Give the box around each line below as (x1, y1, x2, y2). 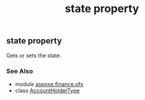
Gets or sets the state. (6, 52, 62, 59)
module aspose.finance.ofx (15, 80, 84, 87)
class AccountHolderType (15, 87, 80, 94)
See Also (6, 67, 33, 75)
